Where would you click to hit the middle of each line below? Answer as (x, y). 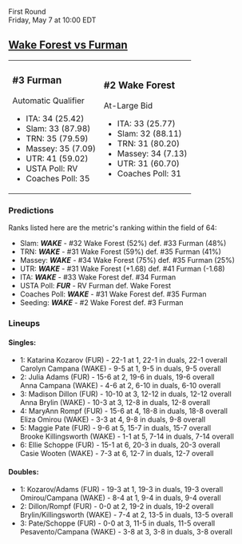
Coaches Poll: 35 (58, 178)
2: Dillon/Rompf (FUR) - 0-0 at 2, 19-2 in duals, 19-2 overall (117, 506)
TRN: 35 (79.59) (57, 138)
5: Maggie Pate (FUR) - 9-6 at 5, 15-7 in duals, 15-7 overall (115, 428)
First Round (27, 12)
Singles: (22, 342)
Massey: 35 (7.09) (61, 149)
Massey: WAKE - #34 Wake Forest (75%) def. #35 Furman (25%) (127, 260)
